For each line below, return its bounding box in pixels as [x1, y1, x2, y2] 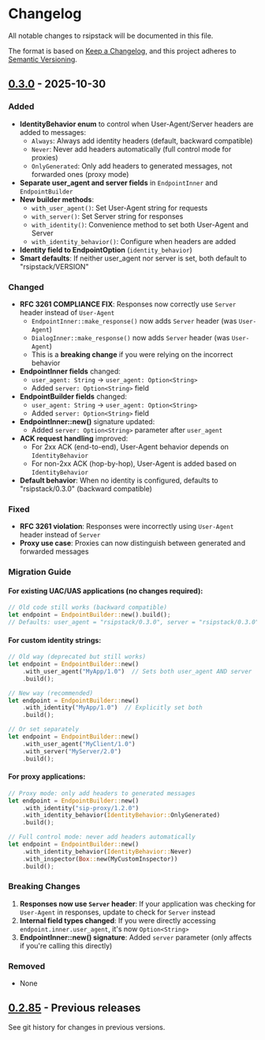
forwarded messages [19, 546, 89, 557]
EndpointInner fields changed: [19, 366, 121, 376]
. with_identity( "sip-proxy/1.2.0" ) [22, 804, 140, 812]
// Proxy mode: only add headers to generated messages [8, 789, 196, 798]
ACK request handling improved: [19, 434, 129, 443]
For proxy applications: [8, 772, 86, 782]
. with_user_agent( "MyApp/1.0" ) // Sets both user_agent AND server [22, 667, 252, 675]
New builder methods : [19, 194, 95, 204]
